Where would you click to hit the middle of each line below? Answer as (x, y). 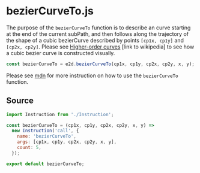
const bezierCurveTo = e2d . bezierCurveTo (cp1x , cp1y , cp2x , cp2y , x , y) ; (101, 64)
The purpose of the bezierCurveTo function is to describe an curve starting (98, 28)
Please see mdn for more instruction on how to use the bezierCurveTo (92, 75)
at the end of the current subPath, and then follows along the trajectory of (98, 34)
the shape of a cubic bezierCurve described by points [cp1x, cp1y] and (95, 40)
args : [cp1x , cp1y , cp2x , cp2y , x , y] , (67, 142)
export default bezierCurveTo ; (45, 164)
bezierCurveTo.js (50, 11)
